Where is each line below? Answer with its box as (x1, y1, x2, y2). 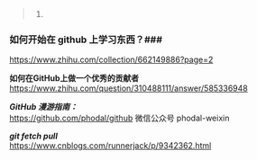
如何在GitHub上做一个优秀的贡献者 (9, 73, 140, 84)
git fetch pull (9, 130, 59, 142)
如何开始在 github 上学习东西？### (9, 33, 163, 46)
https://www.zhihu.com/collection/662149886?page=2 (9, 54, 214, 66)
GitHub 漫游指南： (9, 102, 78, 112)
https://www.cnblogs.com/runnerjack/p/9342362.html (9, 140, 212, 151)
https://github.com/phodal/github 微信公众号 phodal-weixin (9, 112, 230, 124)
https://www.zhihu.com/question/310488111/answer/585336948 (9, 83, 248, 93)
